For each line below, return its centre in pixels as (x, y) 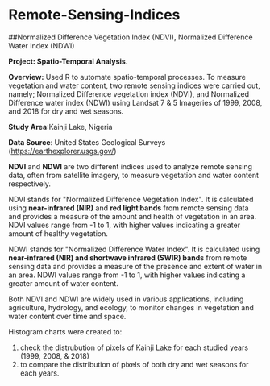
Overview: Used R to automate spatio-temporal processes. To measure (127, 77)
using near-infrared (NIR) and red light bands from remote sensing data (129, 208)
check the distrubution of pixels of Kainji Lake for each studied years (134, 347)
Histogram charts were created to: (65, 331)
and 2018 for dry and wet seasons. (66, 111)
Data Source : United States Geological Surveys (87, 142)
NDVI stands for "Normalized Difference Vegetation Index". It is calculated (131, 199)
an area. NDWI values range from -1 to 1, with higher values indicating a (127, 275)
